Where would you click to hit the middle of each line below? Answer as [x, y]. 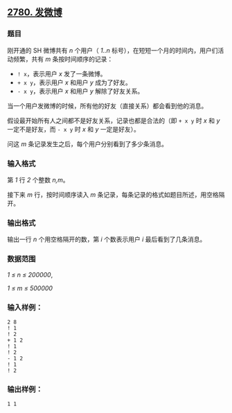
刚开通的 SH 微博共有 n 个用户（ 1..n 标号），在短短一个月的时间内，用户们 [113, 50]
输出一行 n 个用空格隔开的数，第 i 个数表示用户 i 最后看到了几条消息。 [107, 239]
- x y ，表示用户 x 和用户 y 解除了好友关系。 [80, 91]
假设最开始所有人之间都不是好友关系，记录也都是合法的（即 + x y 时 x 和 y [114, 121]
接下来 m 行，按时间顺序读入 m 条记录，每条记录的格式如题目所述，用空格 [113, 194]
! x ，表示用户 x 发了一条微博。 [62, 73]
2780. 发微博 [35, 12]
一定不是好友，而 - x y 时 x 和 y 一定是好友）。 [73, 129]
